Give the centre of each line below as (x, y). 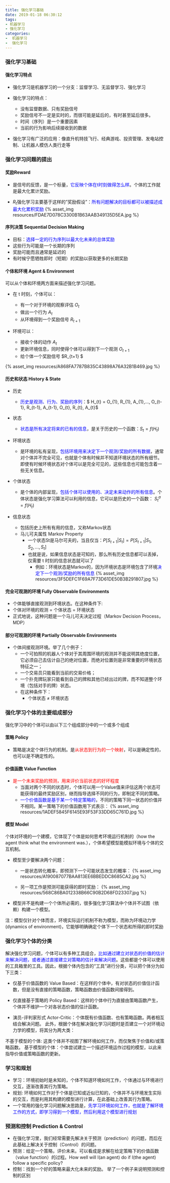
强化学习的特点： (30, 98)
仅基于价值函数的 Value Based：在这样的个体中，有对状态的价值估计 (84, 983)
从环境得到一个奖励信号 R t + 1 (50, 320)
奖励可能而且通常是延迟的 (39, 252)
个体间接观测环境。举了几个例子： (48, 647)
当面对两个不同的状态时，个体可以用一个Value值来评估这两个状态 (88, 787)
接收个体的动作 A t (38, 342)
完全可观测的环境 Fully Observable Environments (57, 591)
